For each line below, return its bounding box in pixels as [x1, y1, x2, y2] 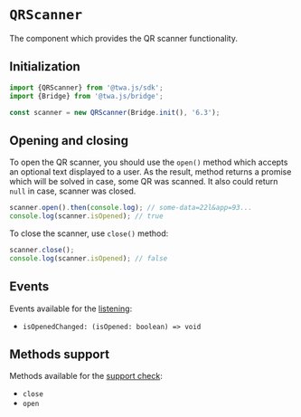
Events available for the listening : [9, 303, 133, 314]
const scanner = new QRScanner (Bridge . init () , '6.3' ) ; [9, 108, 221, 117]
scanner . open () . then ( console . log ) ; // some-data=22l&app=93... [9, 204, 253, 213]
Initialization [9, 59, 81, 74]
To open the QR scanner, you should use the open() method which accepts [9, 156, 288, 168]
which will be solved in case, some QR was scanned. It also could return [9, 176, 278, 187]
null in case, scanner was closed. [9, 185, 136, 196]
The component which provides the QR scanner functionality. [9, 33, 238, 43]
